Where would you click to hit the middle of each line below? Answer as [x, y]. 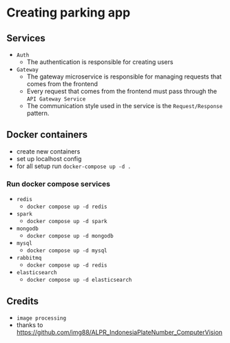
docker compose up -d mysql [67, 251]
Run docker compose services [59, 184]
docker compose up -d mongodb [70, 236]
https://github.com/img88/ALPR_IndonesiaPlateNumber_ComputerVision [119, 332]
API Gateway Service [56, 99]
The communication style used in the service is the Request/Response [125, 106]
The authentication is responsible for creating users [100, 62]
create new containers [48, 151]
